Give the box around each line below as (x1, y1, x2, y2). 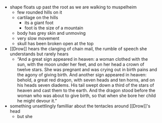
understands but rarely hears (9, 51, 69, 57)
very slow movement (17, 35, 60, 41)
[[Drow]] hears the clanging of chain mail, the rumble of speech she (9, 46, 147, 51)
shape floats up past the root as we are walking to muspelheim (9, 4, 137, 10)
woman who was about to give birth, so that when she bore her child (17, 93, 156, 98)
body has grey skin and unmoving (17, 30, 86, 36)
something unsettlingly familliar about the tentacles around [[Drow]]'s (9, 103, 151, 109)
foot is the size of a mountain (24, 25, 83, 31)
